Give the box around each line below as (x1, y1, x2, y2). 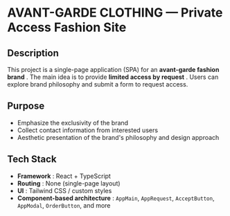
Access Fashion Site (7, 19, 127, 35)
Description (7, 47, 59, 59)
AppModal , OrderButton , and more (17, 201, 111, 209)
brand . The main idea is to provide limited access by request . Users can (7, 73, 219, 81)
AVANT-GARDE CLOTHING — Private (7, 5, 223, 21)
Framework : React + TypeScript (17, 172, 111, 180)
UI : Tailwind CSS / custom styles (17, 186, 112, 195)
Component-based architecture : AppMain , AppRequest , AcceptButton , (17, 194, 215, 202)
